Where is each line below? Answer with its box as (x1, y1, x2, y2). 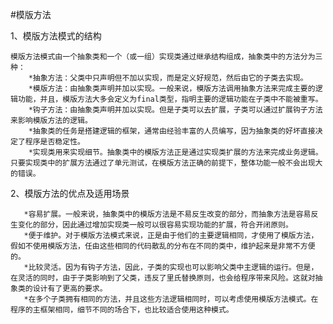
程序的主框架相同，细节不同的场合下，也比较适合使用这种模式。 (10, 305, 234, 315)
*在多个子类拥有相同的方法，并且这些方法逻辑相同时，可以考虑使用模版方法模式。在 (23, 294, 319, 304)
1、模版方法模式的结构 (10, 30, 102, 42)
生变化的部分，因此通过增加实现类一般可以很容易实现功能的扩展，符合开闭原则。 (10, 220, 293, 230)
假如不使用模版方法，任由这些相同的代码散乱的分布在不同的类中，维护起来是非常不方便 (10, 241, 316, 251)
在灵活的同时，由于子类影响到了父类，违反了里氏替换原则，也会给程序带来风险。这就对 (10, 273, 316, 283)
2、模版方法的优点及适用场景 (10, 188, 130, 199)
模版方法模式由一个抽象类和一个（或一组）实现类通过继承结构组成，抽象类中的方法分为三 (10, 52, 323, 62)
